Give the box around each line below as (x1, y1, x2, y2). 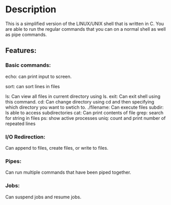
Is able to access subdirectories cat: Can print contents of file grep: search (5, 109, 164, 116)
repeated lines (5, 120, 36, 127)
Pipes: (5, 157, 22, 165)
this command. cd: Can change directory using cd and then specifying (5, 98, 155, 105)
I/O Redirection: (5, 133, 46, 140)
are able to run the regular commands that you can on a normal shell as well (5, 26, 166, 32)
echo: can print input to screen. (5, 73, 72, 79)
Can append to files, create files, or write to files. (5, 145, 109, 151)
